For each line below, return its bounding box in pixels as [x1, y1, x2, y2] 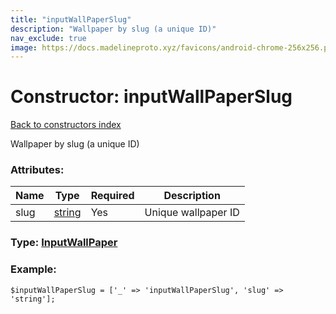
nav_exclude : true [10, 33, 87, 43]
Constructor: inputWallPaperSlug [10, 86, 293, 108]
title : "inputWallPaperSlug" [10, 14, 132, 25]
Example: [10, 262, 57, 276]
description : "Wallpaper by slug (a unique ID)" [10, 24, 217, 34]
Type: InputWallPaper [10, 236, 118, 250]
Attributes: [10, 163, 65, 177]
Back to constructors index [10, 119, 122, 131]
